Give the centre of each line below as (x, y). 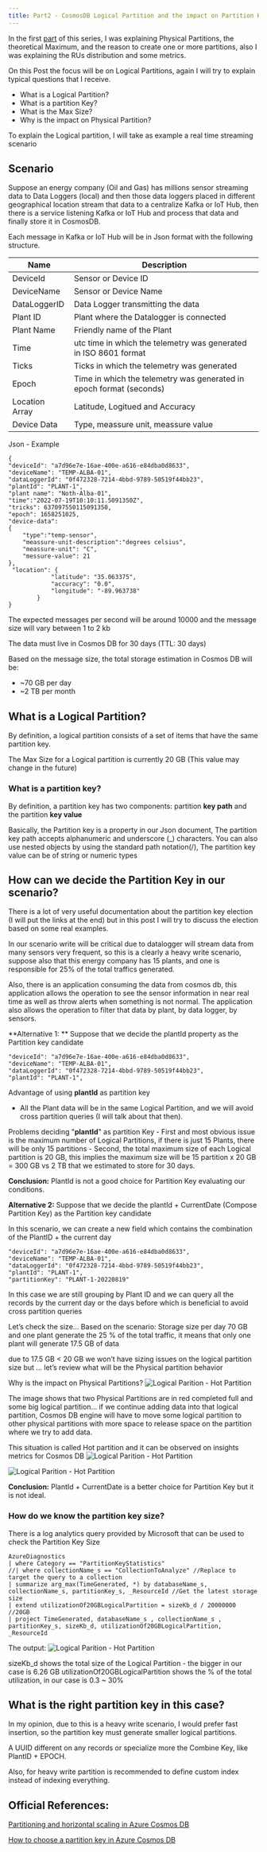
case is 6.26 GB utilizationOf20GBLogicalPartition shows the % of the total (130, 1671)
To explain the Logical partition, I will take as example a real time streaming (131, 135)
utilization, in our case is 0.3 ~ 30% (66, 1680)
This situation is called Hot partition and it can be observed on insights (124, 1448)
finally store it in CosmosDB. (54, 222)
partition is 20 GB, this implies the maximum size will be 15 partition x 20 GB (132, 1157)
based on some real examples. (58, 928)
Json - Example (34, 444)
